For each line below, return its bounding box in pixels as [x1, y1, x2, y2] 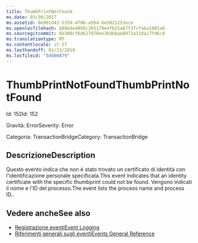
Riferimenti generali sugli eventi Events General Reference [14, 230, 155, 237]
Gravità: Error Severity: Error [6, 122, 74, 129]
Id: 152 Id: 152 [6, 110, 38, 117]
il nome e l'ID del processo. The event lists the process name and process [6, 184, 184, 192]
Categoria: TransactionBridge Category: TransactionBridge [6, 133, 148, 140]
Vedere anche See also [6, 208, 90, 218]
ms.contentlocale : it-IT [6, 42, 67, 48]
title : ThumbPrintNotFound [6, 8, 73, 15]
